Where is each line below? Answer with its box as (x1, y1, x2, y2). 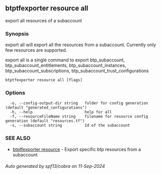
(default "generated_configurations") (5, 105, 87, 111)
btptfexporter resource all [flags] (5, 78, 83, 83)
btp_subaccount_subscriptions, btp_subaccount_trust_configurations (5, 68, 149, 74)
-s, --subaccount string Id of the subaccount (10, 123, 130, 128)
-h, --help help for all (10, 110, 112, 115)
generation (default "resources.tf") (5, 119, 85, 124)
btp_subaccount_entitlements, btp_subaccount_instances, (5, 62, 127, 68)
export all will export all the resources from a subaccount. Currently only (5, 42, 156, 48)
